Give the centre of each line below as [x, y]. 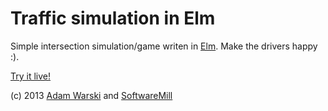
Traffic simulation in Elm [113, 18]
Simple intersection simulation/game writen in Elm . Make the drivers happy [164, 46]
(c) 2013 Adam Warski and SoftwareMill [91, 95]
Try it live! [31, 76]
